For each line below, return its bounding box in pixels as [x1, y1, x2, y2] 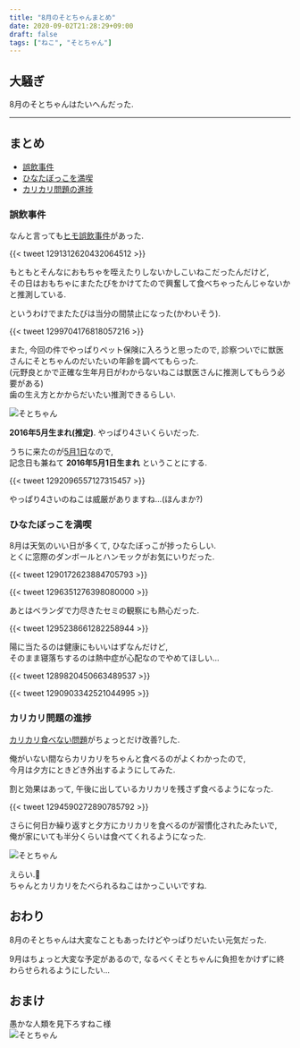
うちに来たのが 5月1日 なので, [9, 447, 114, 457]
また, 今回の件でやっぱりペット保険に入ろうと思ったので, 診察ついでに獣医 [9, 345, 284, 355]
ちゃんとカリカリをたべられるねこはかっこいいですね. [9, 880, 207, 890]
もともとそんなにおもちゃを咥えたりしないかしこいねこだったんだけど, [9, 267, 270, 277]
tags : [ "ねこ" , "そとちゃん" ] [9, 38, 112, 47]
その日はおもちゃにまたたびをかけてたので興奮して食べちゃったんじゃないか [9, 278, 291, 289]
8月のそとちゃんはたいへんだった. [9, 99, 134, 110]
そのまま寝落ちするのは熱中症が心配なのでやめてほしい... [9, 652, 221, 663]
